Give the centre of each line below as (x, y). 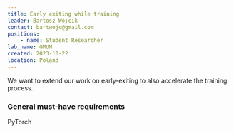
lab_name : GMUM (30, 47)
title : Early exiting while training (63, 14)
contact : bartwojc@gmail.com (51, 27)
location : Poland (33, 60)
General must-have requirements (66, 106)
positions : (24, 34)
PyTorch (20, 122)
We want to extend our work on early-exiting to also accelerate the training (117, 80)
